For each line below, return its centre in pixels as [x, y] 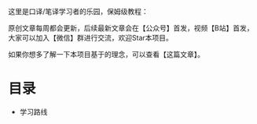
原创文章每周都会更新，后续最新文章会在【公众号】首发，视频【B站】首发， [131, 28]
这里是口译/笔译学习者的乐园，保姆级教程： [79, 11]
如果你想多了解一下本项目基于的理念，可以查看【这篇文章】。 [106, 54]
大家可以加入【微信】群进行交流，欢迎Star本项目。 [90, 38]
